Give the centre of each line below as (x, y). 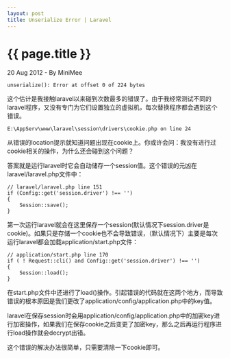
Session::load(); (44, 273)
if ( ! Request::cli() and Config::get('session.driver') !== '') (104, 261)
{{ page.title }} (49, 54)
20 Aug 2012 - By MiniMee (45, 73)
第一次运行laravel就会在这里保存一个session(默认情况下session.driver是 (108, 225)
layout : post (26, 13)
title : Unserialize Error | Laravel (59, 20)
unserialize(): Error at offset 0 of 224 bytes (76, 85)
